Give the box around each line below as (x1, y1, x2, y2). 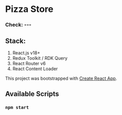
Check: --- (5, 21, 31, 28)
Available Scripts (5, 90, 59, 98)
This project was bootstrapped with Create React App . (5, 75, 117, 81)
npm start (5, 105, 29, 111)
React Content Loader (12, 66, 58, 72)
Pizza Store (5, 3, 53, 15)
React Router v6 (12, 60, 46, 66)
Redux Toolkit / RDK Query (12, 55, 67, 61)
